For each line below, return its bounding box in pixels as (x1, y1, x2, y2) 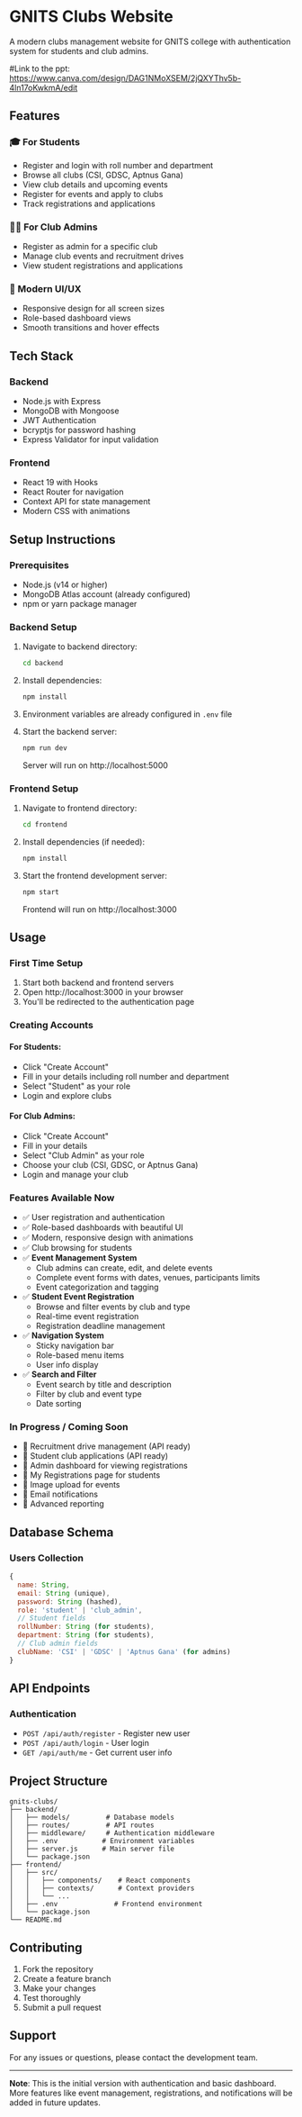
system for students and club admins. (9, 45, 149, 56)
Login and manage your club (22, 1169, 129, 1180)
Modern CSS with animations (22, 506, 130, 517)
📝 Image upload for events (22, 1479, 120, 1490)
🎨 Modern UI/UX (9, 282, 82, 294)
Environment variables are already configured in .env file (22, 709, 233, 719)
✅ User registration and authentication (22, 1212, 165, 1223)
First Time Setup (9, 957, 84, 970)
